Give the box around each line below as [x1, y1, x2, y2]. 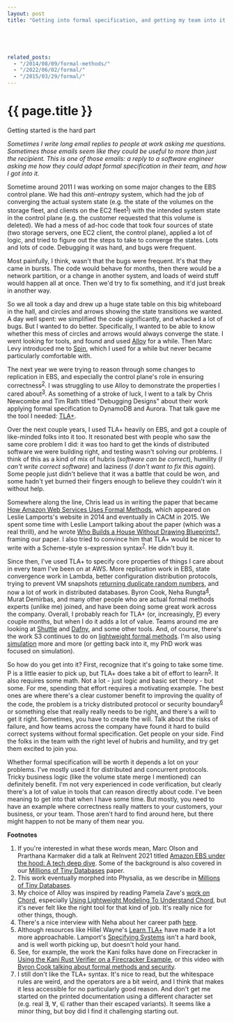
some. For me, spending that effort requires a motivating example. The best [7, 683, 224, 692]
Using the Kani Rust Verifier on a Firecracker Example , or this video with [17, 955, 224, 963]
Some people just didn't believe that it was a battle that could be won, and [7, 470, 219, 478]
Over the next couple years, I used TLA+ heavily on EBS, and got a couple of [7, 425, 227, 433]
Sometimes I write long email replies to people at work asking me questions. [7, 139, 226, 148]
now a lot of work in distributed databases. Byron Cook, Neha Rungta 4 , [7, 587, 211, 596]
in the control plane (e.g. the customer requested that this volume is [7, 213, 202, 222]
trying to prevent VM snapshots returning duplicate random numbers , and [7, 579, 219, 587]
